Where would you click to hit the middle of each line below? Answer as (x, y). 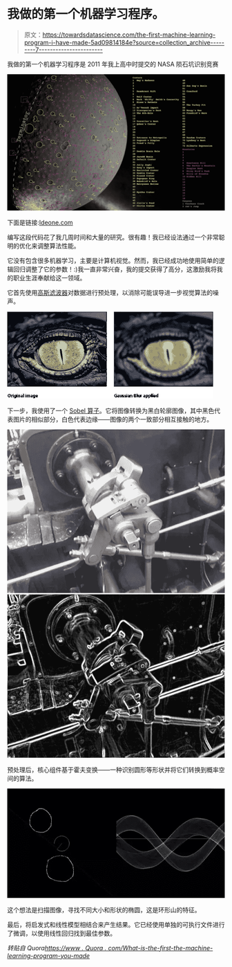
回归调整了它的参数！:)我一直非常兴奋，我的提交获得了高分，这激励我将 (115, 269)
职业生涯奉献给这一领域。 (49, 278)
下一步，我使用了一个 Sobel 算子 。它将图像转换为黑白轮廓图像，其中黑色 (111, 410)
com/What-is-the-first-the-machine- (161, 948)
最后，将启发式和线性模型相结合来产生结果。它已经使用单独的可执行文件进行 (116, 924)
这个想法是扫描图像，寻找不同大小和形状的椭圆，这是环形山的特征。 (104, 910)
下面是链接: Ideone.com (40, 222)
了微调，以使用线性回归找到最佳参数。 (61, 933)
